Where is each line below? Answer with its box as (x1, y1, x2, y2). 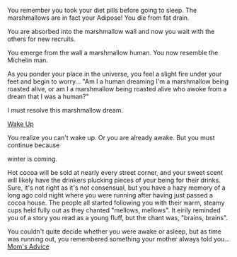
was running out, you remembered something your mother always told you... (7, 235, 230, 243)
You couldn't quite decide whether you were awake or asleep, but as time (7, 227, 221, 236)
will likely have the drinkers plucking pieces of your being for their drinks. (7, 176, 221, 184)
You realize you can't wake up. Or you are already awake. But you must (7, 134, 215, 142)
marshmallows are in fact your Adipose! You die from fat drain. (7, 13, 190, 22)
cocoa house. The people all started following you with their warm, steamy (7, 198, 225, 207)
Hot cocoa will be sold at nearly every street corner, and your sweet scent (7, 169, 223, 176)
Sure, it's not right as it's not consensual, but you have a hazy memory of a (7, 183, 226, 192)
